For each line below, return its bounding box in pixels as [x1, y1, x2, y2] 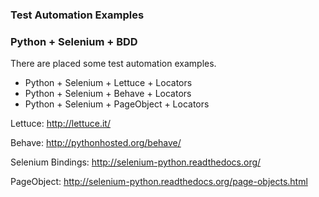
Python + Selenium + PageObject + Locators [24, 98, 210, 110]
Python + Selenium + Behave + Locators [24, 88, 192, 100]
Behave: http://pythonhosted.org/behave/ [10, 137, 182, 149]
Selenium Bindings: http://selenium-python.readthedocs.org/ [10, 156, 262, 168]
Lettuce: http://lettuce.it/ [10, 118, 111, 130]
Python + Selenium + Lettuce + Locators [24, 77, 193, 89]
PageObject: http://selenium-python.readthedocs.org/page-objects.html [10, 176, 308, 188]
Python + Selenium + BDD [10, 34, 138, 48]
